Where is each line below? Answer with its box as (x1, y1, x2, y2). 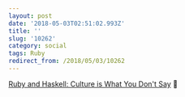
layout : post (8, 11, 53, 20)
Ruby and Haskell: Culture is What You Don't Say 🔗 (8, 78, 179, 89)
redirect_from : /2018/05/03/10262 (8, 57, 126, 65)
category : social (8, 42, 67, 50)
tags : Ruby (8, 49, 45, 57)
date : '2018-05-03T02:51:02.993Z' (8, 19, 126, 27)
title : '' (8, 27, 42, 35)
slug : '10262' (8, 34, 57, 43)
